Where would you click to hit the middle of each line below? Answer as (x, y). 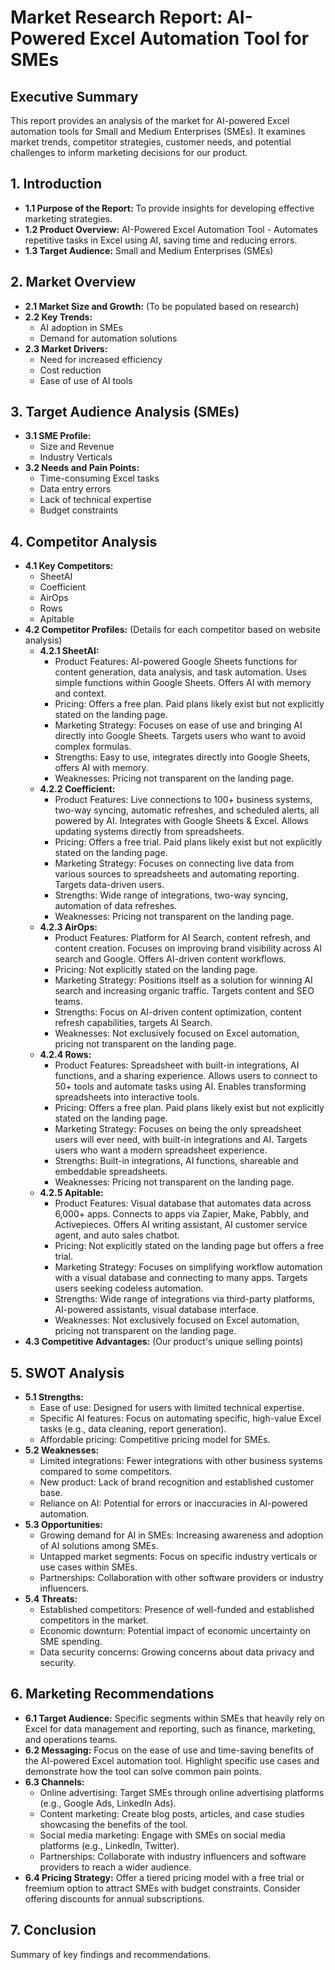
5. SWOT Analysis (67, 1372)
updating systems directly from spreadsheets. (149, 832)
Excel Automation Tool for (199, 38)
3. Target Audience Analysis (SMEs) (125, 412)
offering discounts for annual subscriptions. (114, 1898)
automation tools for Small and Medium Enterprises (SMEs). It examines (158, 131)
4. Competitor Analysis (84, 541)
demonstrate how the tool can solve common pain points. (143, 1771)
